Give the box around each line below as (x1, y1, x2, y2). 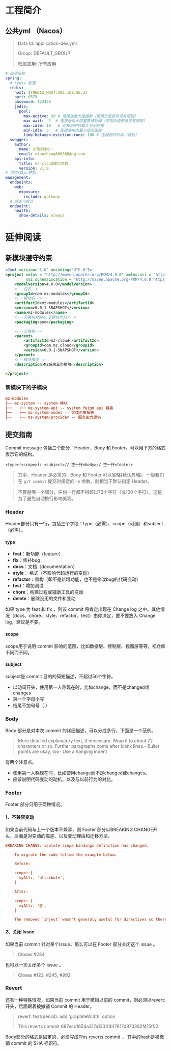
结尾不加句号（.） (12, 702, 50, 708)
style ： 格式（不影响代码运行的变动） (12, 570, 92, 576)
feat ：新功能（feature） (12, 551, 64, 557)
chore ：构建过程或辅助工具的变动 (12, 589, 84, 595)
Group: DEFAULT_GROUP (17, 50, 70, 56)
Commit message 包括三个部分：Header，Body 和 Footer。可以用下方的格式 (5, 444, 166, 451)
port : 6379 (14, 95, 38, 100)
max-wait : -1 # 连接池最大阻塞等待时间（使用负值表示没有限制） (23, 118, 148, 123)
